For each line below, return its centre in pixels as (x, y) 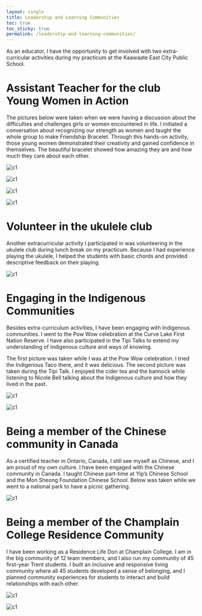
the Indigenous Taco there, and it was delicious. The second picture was (96, 364)
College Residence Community (85, 535)
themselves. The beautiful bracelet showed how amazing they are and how (99, 149)
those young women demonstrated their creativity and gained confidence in (100, 143)
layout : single (25, 12)
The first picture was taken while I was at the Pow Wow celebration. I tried (98, 358)
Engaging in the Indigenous (76, 298)
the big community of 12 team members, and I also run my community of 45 (100, 558)
